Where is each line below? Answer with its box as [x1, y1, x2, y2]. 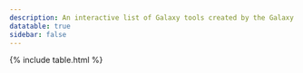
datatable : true [9, 22, 71, 31]
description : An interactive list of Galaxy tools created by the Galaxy [9, 13, 295, 23]
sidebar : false [9, 30, 67, 39]
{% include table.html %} [9, 55, 103, 66]
